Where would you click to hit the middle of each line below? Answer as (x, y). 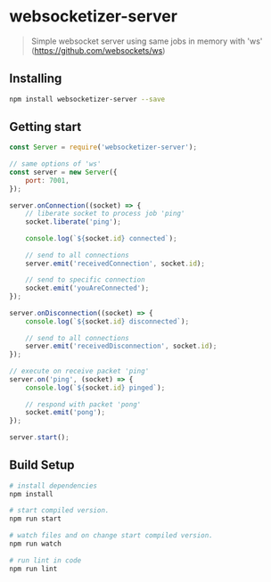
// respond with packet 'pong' (83, 404)
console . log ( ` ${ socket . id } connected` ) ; (101, 239)
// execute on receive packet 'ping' (79, 372)
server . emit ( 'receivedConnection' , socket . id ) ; (115, 263)
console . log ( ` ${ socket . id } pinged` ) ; (95, 388)
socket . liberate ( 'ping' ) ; (74, 222)
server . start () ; (39, 438)
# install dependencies (53, 486)
